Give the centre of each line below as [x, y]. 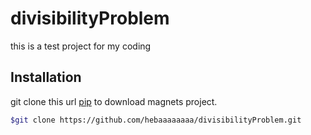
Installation [46, 77]
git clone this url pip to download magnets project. [114, 101]
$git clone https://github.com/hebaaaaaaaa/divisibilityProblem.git [156, 120]
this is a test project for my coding [81, 46]
